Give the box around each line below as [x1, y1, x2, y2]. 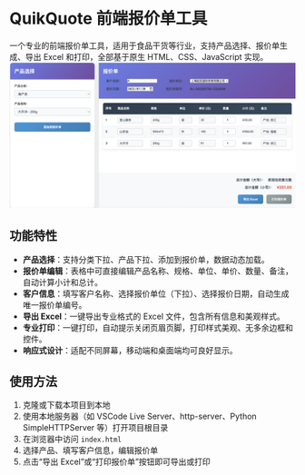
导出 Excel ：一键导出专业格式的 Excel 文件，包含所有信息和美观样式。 [22, 311, 285, 322]
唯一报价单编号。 [22, 299, 87, 310]
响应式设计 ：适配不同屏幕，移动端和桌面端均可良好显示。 [22, 344, 238, 355]
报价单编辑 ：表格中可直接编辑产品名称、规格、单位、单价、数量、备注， [22, 265, 293, 276]
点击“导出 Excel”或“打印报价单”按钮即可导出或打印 [22, 456, 211, 468]
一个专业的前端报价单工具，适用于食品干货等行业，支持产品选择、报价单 [9, 40, 280, 51]
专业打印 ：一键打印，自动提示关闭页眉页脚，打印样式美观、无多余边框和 [22, 322, 293, 332]
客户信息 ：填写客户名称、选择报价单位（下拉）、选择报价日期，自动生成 [22, 288, 290, 299]
